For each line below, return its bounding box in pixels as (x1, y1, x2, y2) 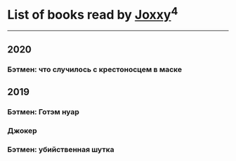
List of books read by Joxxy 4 (7, 4, 178, 23)
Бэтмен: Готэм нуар (7, 106, 79, 116)
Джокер (7, 125, 37, 135)
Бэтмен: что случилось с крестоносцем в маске (7, 64, 183, 74)
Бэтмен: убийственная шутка (7, 144, 114, 154)
